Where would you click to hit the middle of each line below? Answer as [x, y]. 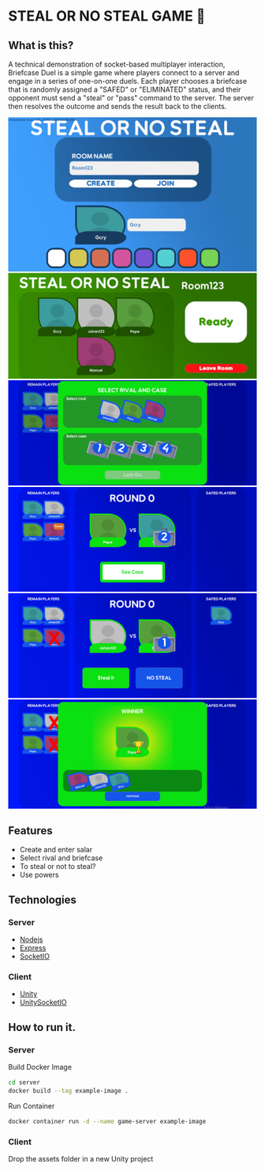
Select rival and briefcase [61, 858]
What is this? [41, 45]
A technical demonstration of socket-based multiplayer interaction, [117, 64]
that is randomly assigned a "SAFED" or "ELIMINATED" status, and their [125, 89]
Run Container [32, 1105]
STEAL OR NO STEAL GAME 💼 [107, 16]
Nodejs [31, 939]
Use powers [39, 875]
